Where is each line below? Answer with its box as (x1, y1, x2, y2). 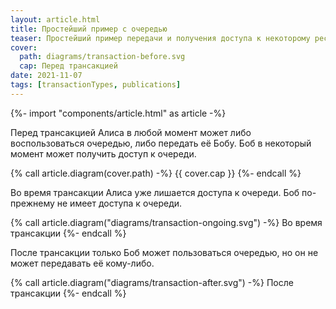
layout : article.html (10, 14, 101, 25)
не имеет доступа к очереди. (56, 197, 183, 209)
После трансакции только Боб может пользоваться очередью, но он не (10, 246, 319, 258)
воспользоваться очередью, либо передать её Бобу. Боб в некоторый (10, 137, 312, 149)
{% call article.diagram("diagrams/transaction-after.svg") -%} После (10, 276, 294, 288)
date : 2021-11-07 (10, 71, 83, 81)
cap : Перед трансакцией (19, 61, 118, 71)
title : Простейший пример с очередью (10, 24, 168, 34)
